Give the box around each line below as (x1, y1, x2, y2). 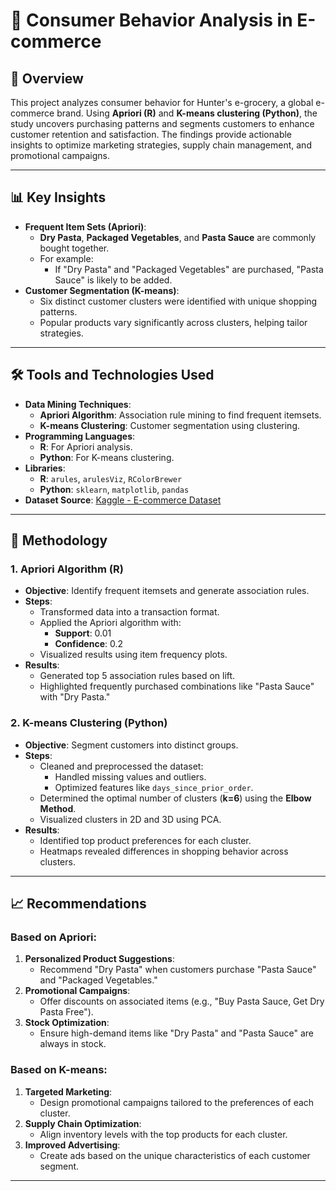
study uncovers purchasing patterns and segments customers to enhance (10, 118, 315, 129)
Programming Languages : (24, 430, 136, 442)
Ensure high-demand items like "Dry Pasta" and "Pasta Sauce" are (39, 1027, 315, 1039)
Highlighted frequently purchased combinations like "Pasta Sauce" (39, 680, 315, 693)
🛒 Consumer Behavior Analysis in (10, 9, 293, 32)
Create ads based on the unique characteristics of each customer (39, 1149, 311, 1161)
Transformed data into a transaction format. (39, 606, 220, 618)
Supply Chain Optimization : (24, 1117, 142, 1129)
